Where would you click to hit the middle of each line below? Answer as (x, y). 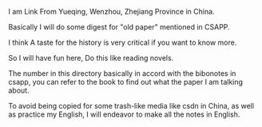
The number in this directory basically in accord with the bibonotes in (122, 73)
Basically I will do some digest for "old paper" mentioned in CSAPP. (119, 27)
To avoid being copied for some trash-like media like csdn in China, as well (131, 106)
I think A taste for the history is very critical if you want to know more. (123, 42)
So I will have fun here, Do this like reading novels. (91, 58)
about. (19, 90)
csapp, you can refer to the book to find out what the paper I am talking (126, 82)
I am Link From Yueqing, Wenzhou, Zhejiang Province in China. (111, 12)
